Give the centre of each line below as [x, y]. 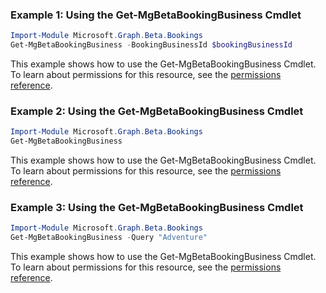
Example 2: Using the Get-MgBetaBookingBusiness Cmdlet [157, 111]
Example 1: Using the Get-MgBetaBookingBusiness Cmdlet [156, 15]
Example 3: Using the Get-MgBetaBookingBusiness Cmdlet [157, 208]
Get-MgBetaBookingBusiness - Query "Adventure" [109, 238]
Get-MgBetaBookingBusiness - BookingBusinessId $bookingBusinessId [151, 45]
